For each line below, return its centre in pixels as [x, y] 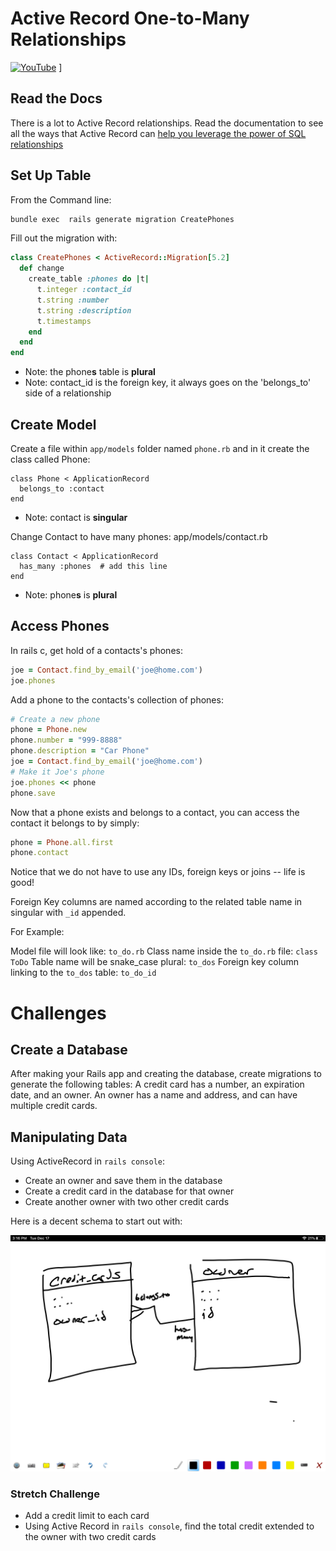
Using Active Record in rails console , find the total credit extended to [169, 1526]
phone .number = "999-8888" [66, 740]
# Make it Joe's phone [57, 772]
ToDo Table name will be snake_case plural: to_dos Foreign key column [154, 962]
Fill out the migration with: [64, 238]
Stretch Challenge [55, 1494]
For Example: [37, 932]
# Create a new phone [55, 719]
